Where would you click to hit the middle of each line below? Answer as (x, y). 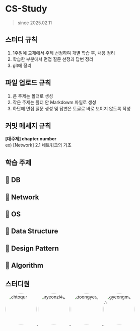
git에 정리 (22, 65)
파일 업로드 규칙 (28, 83)
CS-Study (26, 9)
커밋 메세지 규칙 (28, 126)
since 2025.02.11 (35, 23)
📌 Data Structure (32, 231)
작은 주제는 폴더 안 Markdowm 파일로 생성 (54, 102)
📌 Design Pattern (32, 248)
